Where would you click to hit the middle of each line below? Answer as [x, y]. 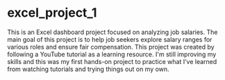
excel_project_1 [52, 13]
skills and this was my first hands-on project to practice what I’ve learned [112, 61]
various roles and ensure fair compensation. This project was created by [111, 47]
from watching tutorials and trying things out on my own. [88, 69]
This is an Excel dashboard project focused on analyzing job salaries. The [112, 32]
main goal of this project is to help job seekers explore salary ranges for [110, 39]
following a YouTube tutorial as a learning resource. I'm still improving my [112, 54]
